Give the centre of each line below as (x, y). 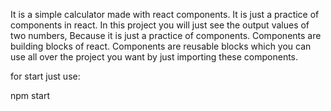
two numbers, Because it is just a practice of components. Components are (166, 35)
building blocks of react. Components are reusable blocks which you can (161, 46)
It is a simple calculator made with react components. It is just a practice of (165, 14)
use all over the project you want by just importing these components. (154, 57)
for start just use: (45, 76)
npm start (30, 95)
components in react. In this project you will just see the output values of (160, 25)
